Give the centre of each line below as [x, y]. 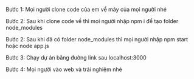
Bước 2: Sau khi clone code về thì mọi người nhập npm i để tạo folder [92, 21]
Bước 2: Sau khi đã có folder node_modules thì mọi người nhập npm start [97, 39]
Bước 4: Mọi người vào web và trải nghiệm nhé [64, 69]
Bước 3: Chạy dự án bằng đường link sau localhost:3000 [76, 57]
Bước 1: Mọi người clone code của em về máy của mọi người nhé [86, 9]
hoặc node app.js [27, 46]
